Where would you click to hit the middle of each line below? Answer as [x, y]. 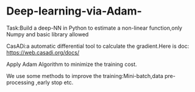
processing [20, 82]
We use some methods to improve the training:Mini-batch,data [85, 76]
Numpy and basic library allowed [48, 34]
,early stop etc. [55, 82]
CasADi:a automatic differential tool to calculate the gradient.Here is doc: [98, 46]
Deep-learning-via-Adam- [74, 11]
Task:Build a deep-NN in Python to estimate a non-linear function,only [94, 28]
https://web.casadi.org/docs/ [43, 52]
